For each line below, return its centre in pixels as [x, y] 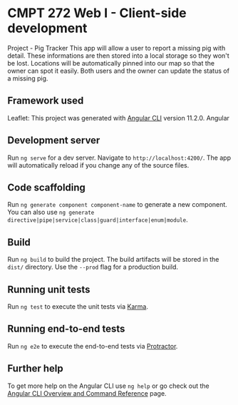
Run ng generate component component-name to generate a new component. [118, 205]
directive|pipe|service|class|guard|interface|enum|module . [98, 220]
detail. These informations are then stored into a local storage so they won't [118, 56]
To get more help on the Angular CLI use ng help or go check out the [108, 386]
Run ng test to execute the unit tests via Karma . [78, 307]
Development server [54, 140]
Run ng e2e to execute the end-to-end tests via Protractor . [93, 346]
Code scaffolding [46, 187]
